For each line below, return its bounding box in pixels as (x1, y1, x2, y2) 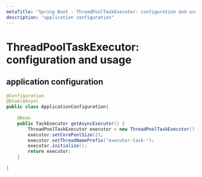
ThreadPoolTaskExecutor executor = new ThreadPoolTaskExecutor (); (28, 126, 198, 132)
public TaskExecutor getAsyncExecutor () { (17, 121, 125, 127)
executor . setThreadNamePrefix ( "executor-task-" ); (28, 137, 155, 143)
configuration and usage (6, 53, 132, 67)
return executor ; (28, 148, 71, 155)
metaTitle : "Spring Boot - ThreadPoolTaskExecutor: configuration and (6, 8, 187, 15)
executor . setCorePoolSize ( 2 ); (28, 131, 103, 138)
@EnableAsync (6, 98, 39, 104)
